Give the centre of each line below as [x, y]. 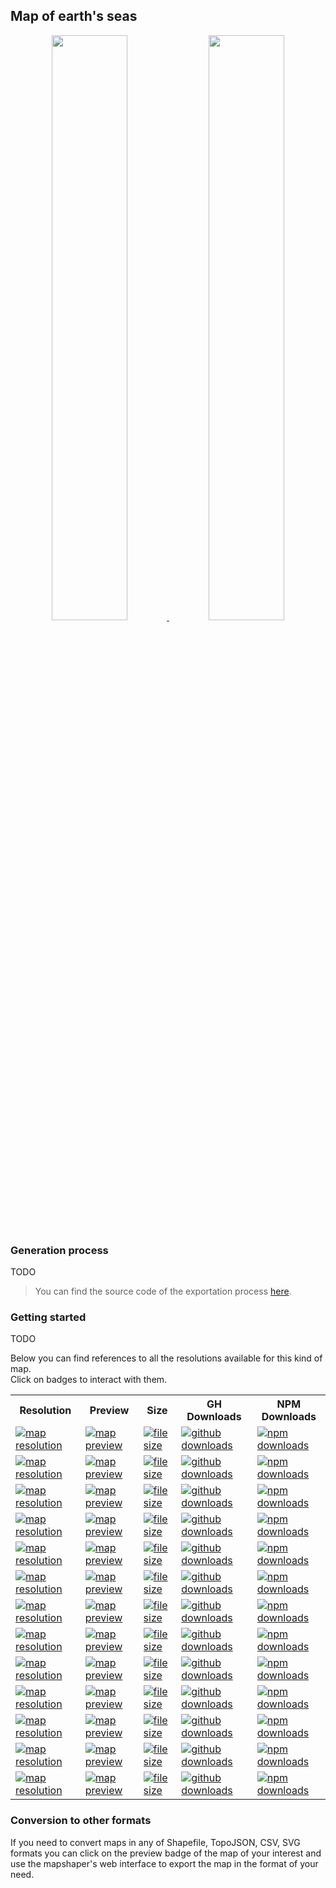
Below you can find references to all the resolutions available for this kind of [166, 1358]
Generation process [59, 1250]
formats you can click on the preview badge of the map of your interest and [166, 1853]
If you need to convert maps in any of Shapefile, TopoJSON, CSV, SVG [155, 1842]
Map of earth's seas [74, 16]
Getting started [48, 1317]
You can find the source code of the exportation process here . [163, 1291]
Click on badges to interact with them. [89, 1380]
